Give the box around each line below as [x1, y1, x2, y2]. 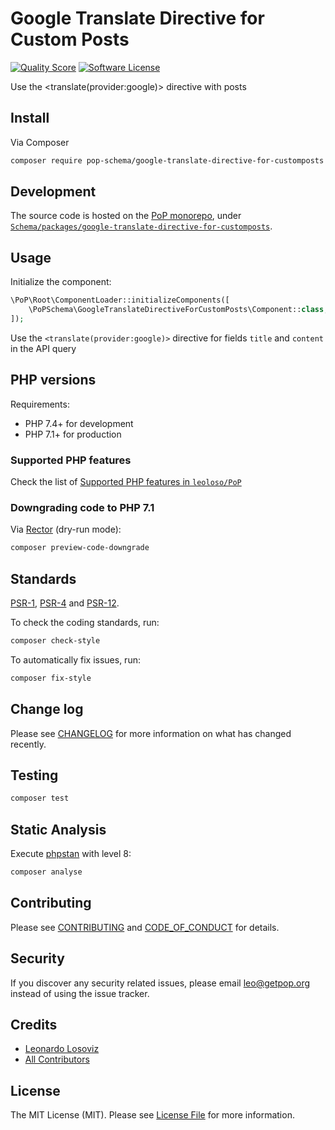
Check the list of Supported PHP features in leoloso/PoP [10, 475, 242, 487]
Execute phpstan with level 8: [10, 848, 132, 860]
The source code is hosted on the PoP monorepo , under [10, 210, 242, 222]
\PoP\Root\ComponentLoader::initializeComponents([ [10, 295, 230, 306]
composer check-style [10, 635, 101, 646]
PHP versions [10, 372, 97, 389]
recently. [10, 738, 47, 750]
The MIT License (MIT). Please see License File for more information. [10, 1109, 295, 1121]
